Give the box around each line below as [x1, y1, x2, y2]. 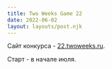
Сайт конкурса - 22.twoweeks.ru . [7, 42, 106, 50]
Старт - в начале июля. [7, 55, 77, 63]
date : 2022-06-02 [7, 17, 58, 23]
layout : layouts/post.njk [7, 23, 82, 30]
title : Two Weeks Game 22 [7, 10, 82, 17]
